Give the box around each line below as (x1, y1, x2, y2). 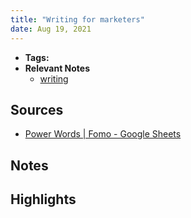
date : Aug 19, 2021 (10, 24, 92, 34)
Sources (10, 101, 64, 118)
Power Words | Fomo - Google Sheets (24, 128, 182, 140)
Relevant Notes (24, 62, 91, 74)
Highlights (10, 191, 77, 208)
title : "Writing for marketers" (10, 14, 145, 25)
